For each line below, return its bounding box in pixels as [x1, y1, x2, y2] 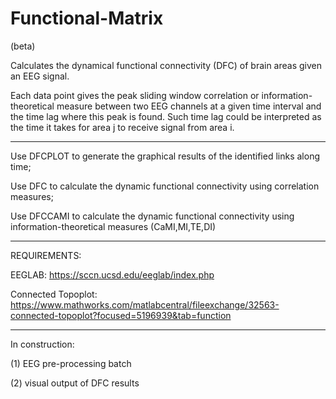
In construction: [10, 338, 75, 350]
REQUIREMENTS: [10, 249, 82, 261]
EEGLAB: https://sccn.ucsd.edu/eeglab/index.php [10, 268, 215, 281]
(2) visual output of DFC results [10, 377, 140, 389]
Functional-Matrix [10, 7, 164, 30]
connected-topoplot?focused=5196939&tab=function [10, 309, 232, 321]
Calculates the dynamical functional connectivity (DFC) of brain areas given [10, 59, 323, 71]
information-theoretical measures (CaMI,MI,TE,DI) [10, 220, 217, 232]
